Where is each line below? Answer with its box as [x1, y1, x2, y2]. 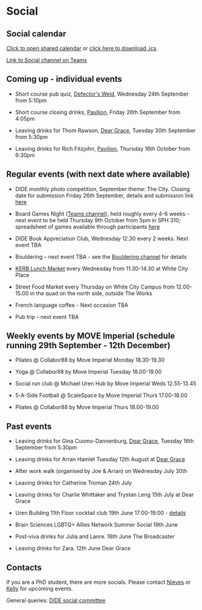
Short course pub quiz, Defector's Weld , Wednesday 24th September [15, 90, 189, 97]
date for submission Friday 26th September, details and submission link [15, 192, 194, 199]
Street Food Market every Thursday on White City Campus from [15, 283, 175, 290]
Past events [6, 421, 52, 432]
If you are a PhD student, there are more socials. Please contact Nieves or [6, 578, 191, 586]
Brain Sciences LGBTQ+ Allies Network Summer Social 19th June [15, 521, 178, 528]
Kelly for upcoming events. [6, 585, 73, 592]
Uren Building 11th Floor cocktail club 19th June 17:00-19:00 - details [15, 510, 186, 517]
